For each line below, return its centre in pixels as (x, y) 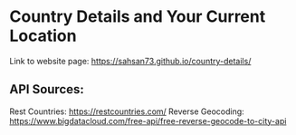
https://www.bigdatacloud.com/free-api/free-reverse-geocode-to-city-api (148, 121)
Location (43, 36)
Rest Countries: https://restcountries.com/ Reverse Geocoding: (127, 111)
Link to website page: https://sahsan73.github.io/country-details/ (130, 61)
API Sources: (47, 89)
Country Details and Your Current (138, 17)
